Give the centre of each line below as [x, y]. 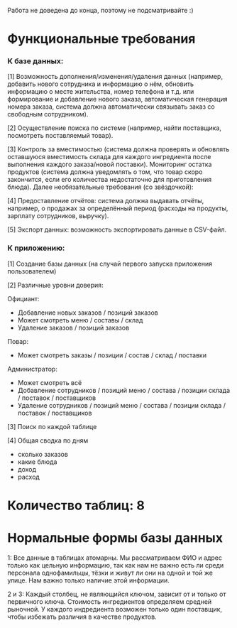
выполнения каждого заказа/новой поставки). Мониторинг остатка [110, 164]
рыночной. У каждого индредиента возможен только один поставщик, [115, 609]
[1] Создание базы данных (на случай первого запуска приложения [110, 264]
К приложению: [36, 248]
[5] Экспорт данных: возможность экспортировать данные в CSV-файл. [117, 229]
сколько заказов [43, 454]
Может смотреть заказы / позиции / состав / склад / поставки [112, 355]
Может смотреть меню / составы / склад [80, 320]
